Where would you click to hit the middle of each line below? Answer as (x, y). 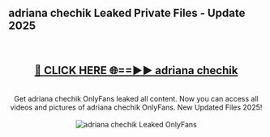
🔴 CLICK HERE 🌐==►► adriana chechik (136, 71)
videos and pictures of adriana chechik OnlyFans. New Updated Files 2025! (136, 107)
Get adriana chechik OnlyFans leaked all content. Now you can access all (136, 98)
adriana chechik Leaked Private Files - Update (127, 13)
